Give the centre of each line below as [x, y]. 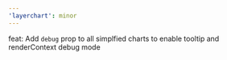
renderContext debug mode [54, 47]
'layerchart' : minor [43, 16]
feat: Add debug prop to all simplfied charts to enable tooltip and [114, 38]
